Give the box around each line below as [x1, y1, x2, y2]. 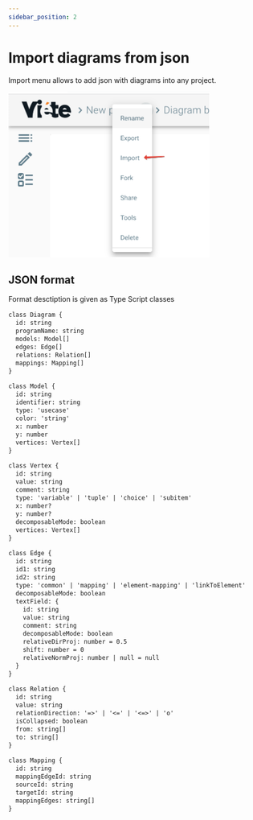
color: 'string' [15, 414, 70, 422]
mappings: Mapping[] [15, 359, 84, 367]
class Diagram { [8, 311, 63, 319]
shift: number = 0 [22, 645, 84, 653]
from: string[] [15, 725, 67, 733]
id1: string [15, 565, 56, 573]
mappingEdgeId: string [15, 773, 92, 781]
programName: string [15, 327, 84, 335]
